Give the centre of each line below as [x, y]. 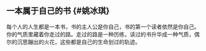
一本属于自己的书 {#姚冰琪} [58, 11]
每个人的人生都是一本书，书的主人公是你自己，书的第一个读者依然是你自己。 [103, 27]
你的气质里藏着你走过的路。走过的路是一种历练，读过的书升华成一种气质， [100, 34]
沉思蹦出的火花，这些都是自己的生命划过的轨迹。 [79, 42]
